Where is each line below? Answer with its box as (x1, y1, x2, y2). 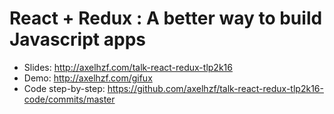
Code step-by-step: (23, 82, 106, 94)
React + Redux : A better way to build (9, 7, 323, 30)
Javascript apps (9, 28, 146, 51)
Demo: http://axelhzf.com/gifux (23, 72, 153, 84)
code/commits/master (23, 93, 116, 105)
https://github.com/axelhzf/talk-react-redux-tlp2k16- (107, 82, 324, 94)
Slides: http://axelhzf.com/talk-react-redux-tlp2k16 (23, 61, 233, 73)
